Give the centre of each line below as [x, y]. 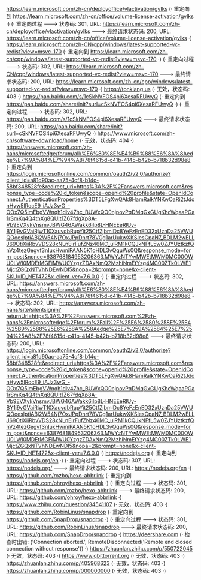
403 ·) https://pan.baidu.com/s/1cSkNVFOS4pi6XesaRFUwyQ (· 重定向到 [96, 97]
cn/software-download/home [42, 140]
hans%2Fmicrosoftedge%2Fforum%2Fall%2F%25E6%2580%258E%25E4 [99, 322]
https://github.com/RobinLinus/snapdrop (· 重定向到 [70, 512]
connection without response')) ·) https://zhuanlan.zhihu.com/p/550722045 [100, 549]
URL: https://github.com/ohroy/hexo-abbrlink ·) [64, 497]
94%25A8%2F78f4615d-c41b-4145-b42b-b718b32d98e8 [77, 336]
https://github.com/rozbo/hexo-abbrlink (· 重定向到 [69, 475]
